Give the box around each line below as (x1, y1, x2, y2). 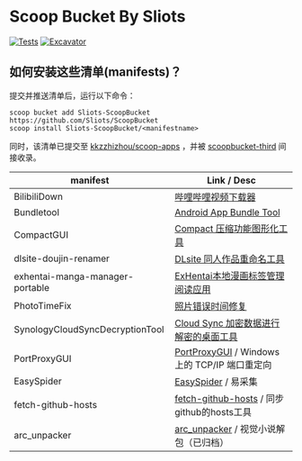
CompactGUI (13, 228, 69, 240)
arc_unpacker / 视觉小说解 (174, 422, 286, 435)
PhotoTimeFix (13, 299, 72, 312)
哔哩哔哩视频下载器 (174, 191, 256, 203)
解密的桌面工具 (174, 330, 238, 343)
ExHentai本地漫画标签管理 (174, 269, 285, 282)
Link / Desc (206, 174, 256, 186)
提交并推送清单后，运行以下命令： (9, 90, 136, 101)
